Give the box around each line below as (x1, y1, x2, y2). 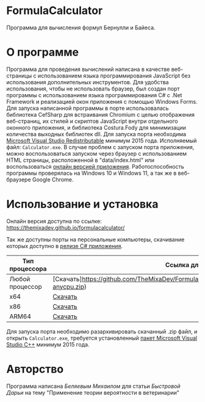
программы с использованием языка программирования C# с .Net (6, 91, 182, 98)
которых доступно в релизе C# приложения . (6, 242, 123, 249)
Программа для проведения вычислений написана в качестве (6, 65, 170, 73)
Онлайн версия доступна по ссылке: (6, 217, 102, 225)
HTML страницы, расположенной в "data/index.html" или (6, 156, 154, 164)
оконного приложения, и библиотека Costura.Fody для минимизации (6, 123, 186, 131)
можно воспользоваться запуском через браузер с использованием (6, 150, 187, 157)
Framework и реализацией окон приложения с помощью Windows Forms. (6, 98, 198, 105)
